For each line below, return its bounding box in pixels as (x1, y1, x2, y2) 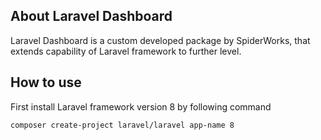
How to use (10, 74, 82, 91)
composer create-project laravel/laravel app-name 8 (10, 120, 235, 130)
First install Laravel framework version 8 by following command (10, 100, 272, 113)
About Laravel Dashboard (10, 8, 173, 25)
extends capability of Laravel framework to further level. (10, 45, 242, 57)
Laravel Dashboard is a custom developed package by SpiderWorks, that (10, 34, 311, 46)
